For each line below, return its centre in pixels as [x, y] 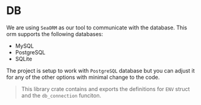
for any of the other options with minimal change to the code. [83, 77]
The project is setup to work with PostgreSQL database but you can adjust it [100, 70]
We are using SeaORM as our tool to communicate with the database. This [97, 27]
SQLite [23, 59]
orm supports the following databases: [55, 34]
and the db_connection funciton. [61, 95]
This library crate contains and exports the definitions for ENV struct [105, 89]
